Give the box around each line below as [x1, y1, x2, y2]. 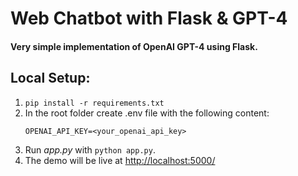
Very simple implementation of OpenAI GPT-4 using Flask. [10, 40, 258, 52]
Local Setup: [10, 70, 91, 87]
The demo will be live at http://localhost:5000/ [24, 154, 216, 166]
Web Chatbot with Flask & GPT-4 [10, 7, 288, 30]
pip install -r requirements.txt [24, 98, 165, 108]
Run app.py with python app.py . [24, 143, 156, 156]
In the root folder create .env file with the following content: [24, 107, 270, 119]
